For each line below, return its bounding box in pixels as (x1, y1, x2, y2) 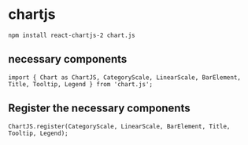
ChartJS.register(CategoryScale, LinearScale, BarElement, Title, (8, 122, 231, 130)
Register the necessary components (8, 102, 191, 115)
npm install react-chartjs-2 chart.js (8, 31, 135, 39)
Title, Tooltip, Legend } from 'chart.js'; (8, 80, 154, 88)
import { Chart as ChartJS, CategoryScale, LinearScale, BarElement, (8, 73, 242, 82)
